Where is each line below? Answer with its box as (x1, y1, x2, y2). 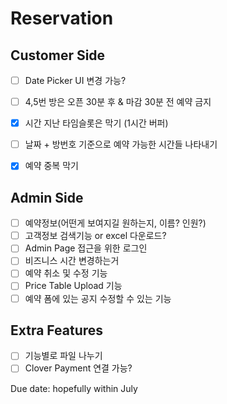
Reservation (10, 7, 114, 30)
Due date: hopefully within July (10, 382, 138, 394)
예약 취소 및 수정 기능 (24, 267, 108, 279)
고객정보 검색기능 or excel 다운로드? (24, 230, 167, 242)
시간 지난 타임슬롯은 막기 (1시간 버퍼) (24, 117, 169, 129)
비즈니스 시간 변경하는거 (24, 255, 120, 267)
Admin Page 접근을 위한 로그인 (24, 242, 148, 254)
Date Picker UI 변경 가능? (24, 75, 127, 86)
